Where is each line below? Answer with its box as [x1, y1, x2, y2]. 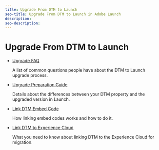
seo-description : [5, 20, 40, 26]
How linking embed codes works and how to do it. [12, 115, 113, 121]
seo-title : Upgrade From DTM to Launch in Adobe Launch [5, 12, 121, 17]
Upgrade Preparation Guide [12, 82, 68, 88]
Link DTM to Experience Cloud [12, 125, 74, 131]
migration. [12, 139, 33, 145]
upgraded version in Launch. [12, 96, 70, 102]
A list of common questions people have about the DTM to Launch [12, 67, 145, 73]
